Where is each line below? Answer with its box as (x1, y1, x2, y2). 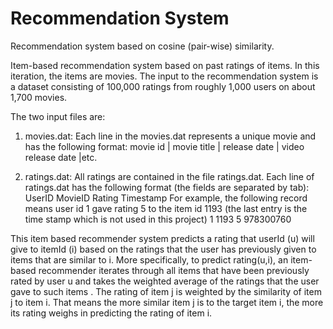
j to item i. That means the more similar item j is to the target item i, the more (10, 296, 324, 308)
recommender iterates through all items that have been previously (38, 264, 310, 276)
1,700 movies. (10, 91, 68, 103)
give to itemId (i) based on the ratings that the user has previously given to (10, 243, 317, 255)
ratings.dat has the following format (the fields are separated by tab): (24, 181, 310, 193)
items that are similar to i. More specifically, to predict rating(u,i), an (10, 253, 289, 266)
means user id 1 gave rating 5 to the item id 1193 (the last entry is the (24, 202, 308, 214)
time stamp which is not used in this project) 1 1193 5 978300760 (24, 213, 292, 225)
